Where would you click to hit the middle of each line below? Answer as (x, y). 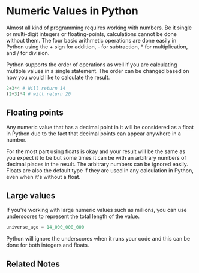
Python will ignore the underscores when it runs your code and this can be (98, 239)
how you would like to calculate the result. (58, 77)
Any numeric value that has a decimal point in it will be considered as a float (100, 127)
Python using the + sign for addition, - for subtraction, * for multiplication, (97, 47)
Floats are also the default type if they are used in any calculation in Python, (100, 170)
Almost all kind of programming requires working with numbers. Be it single (99, 28)
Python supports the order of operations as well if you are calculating (92, 65)
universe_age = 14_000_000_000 (45, 227)
